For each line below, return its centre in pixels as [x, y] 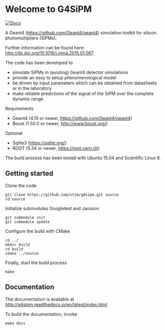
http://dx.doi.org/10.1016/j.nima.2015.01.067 [49, 53]
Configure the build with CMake [38, 231]
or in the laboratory [32, 88]
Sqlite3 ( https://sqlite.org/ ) [40, 143]
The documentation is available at [40, 299]
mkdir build [17, 245]
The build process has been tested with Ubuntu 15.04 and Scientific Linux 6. [83, 158]
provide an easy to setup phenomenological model [64, 77]
